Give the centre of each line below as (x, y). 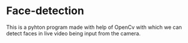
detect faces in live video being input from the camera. (73, 33)
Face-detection (45, 11)
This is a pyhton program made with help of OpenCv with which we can (94, 27)
